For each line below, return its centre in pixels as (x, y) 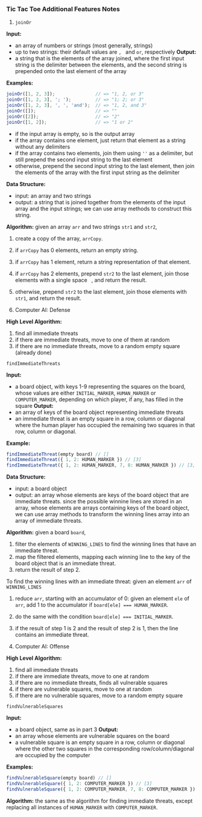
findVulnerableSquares (35, 707)
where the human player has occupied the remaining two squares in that (105, 425)
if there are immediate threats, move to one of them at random (92, 340)
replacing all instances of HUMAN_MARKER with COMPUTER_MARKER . (82, 807)
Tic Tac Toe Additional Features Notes (63, 9)
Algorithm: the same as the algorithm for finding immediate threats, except (99, 801)
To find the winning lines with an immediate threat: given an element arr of (99, 581)
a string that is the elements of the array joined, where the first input (99, 59)
